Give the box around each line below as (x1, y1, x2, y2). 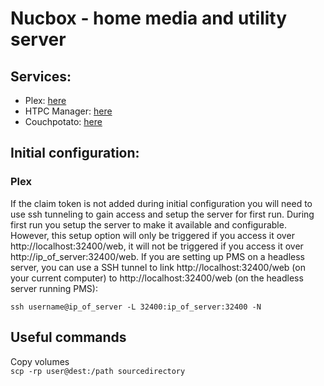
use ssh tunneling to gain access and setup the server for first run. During (10, 208, 315, 220)
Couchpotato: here (24, 116, 103, 127)
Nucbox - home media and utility (10, 7, 288, 30)
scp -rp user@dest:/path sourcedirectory (10, 366, 186, 376)
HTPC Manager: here (24, 105, 113, 117)
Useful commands (10, 329, 127, 346)
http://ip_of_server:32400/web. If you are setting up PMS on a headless (10, 250, 305, 262)
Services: (10, 68, 72, 85)
